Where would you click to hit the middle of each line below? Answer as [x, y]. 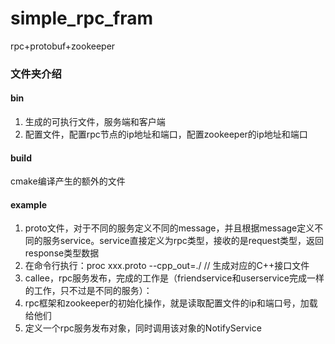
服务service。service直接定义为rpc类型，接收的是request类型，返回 [183, 241]
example [29, 204]
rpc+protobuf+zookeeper [63, 46]
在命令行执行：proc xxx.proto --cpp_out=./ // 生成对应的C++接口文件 [167, 266]
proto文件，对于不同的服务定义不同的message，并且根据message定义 [169, 228]
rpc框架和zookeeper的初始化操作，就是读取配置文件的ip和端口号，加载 [171, 303]
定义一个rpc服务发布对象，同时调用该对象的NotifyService [143, 328]
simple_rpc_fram [82, 18]
